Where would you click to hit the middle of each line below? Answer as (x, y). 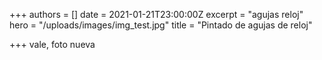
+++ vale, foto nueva (52, 44)
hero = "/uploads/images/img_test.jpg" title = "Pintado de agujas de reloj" (161, 25)
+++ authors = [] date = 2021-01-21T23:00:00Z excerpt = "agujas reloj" (156, 14)
